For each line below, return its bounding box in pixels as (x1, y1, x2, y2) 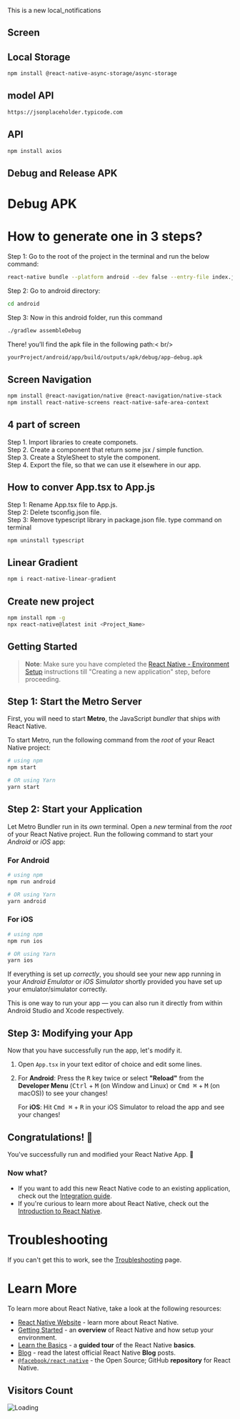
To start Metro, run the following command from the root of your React (7, 736, 215, 745)
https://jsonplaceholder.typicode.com (7, 109, 123, 116)
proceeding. (24, 674, 61, 683)
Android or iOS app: (7, 837, 66, 846)
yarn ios (7, 957, 34, 964)
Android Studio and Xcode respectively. (7, 1007, 124, 1015)
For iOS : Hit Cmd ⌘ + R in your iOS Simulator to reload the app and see (17, 1103, 225, 1112)
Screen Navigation (7, 373, 92, 385)
